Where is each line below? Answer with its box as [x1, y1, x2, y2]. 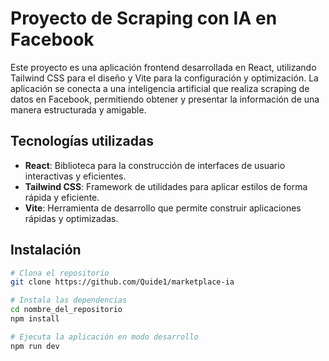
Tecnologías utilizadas [10, 133, 154, 150]
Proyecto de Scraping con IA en [10, 7, 278, 30]
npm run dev [10, 341, 60, 351]
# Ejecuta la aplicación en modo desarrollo [10, 332, 199, 342]
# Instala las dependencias [10, 295, 128, 306]
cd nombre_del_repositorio [10, 305, 123, 315]
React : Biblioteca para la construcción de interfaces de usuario [24, 159, 286, 171]
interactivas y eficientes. [24, 170, 127, 182]
